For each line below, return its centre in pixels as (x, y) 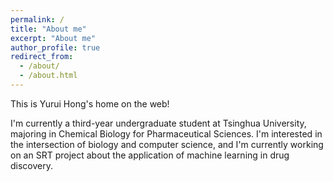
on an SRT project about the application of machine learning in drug (150, 155)
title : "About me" (48, 29)
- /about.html (48, 76)
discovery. (32, 165)
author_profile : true (55, 47)
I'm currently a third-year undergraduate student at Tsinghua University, (158, 123)
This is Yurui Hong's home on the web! (90, 103)
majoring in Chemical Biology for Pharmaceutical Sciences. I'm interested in (166, 133)
